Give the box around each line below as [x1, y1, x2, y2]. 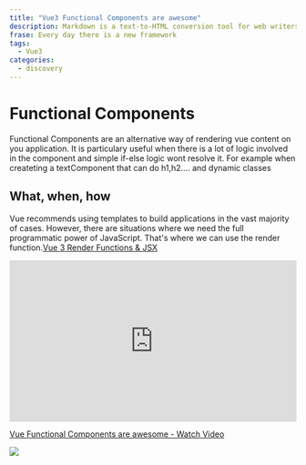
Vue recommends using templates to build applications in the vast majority [9, 213, 290, 224]
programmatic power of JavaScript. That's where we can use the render [9, 232, 280, 243]
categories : [9, 56, 55, 65]
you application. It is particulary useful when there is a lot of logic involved [9, 143, 289, 154]
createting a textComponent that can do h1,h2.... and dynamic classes [9, 162, 271, 173]
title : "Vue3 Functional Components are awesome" [9, 13, 202, 23]
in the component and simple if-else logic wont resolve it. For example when [9, 152, 296, 164]
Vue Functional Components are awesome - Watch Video [9, 429, 225, 440]
